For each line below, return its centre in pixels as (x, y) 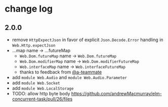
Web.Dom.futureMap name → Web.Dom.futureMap (68, 56)
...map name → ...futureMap (41, 50)
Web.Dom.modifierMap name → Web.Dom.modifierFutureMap (79, 61)
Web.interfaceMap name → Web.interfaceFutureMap (73, 67)
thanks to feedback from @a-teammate (61, 72)
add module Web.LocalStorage (43, 88)
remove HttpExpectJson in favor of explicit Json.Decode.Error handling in (88, 40)
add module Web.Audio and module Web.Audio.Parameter (70, 77)
